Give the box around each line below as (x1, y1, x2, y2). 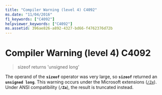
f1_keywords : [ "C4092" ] (5, 16, 55, 21)
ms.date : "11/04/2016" (5, 12, 52, 17)
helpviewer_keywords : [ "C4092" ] (5, 21, 72, 26)
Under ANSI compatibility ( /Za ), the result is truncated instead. (5, 84, 134, 90)
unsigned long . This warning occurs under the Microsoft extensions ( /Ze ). (5, 79, 157, 85)
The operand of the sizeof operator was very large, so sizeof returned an (5, 73, 157, 80)
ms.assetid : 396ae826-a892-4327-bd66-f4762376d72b (5, 26, 113, 31)
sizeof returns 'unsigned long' (17, 64, 79, 70)
